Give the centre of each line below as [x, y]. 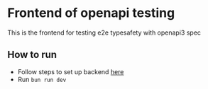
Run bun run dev [42, 79]
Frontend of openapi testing [91, 13]
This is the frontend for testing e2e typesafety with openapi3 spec [104, 32]
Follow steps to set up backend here [71, 71]
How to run [32, 55]
